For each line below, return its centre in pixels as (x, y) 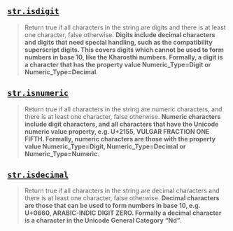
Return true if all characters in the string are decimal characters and (122, 191)
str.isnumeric (38, 93)
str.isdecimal (38, 175)
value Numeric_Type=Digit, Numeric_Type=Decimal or (105, 146)
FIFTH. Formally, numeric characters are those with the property (120, 139)
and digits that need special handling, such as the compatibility (118, 42)
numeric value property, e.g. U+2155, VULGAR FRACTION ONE (117, 131)
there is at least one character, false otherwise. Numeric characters (122, 116)
